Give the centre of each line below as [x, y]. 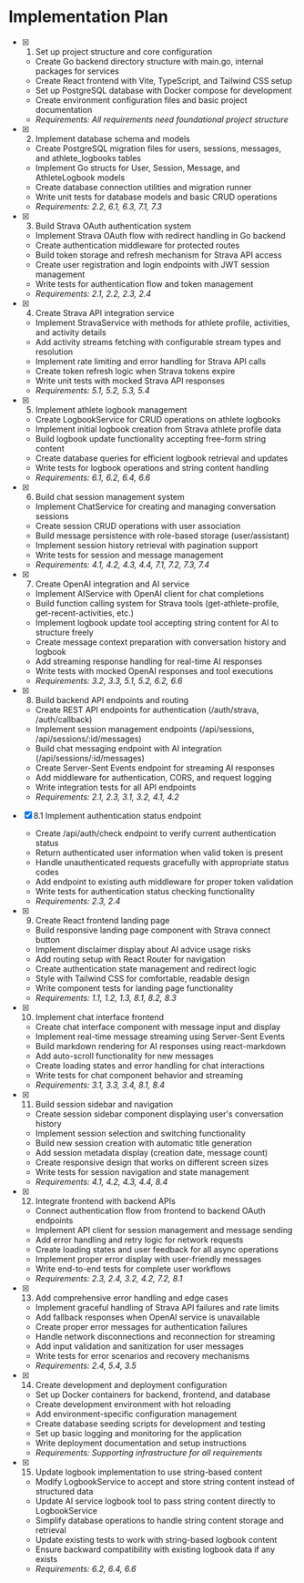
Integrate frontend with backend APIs [106, 1200]
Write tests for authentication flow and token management [144, 283]
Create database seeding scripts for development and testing [150, 1424]
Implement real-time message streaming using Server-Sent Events [160, 1037]
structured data [64, 1491]
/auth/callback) [64, 719]
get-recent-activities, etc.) [84, 613]
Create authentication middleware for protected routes [137, 245]
